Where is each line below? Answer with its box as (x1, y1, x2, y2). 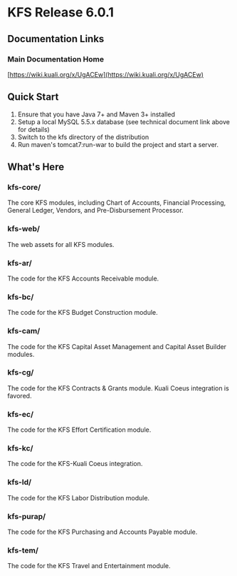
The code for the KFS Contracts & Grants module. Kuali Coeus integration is (7, 383, 229, 393)
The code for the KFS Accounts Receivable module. (7, 274, 159, 283)
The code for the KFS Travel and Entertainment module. (7, 562, 171, 570)
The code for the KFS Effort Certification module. (7, 425, 152, 434)
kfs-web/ (7, 224, 41, 234)
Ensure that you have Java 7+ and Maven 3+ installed (17, 110, 176, 118)
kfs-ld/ (7, 478, 32, 487)
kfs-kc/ (7, 443, 33, 453)
